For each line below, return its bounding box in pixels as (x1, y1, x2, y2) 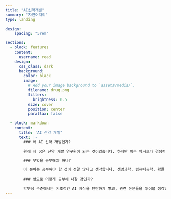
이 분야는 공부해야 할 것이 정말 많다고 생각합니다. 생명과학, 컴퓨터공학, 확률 (23, 167, 165, 172)
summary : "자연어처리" (5, 12, 48, 17)
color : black (23, 73, 51, 79)
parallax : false (27, 111, 63, 116)
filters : (27, 92, 47, 97)
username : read (18, 54, 51, 59)
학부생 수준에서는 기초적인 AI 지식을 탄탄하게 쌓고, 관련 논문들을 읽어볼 (23, 186, 156, 191)
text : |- (18, 135, 38, 140)
